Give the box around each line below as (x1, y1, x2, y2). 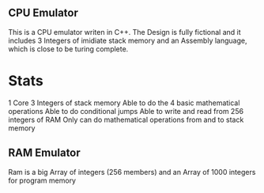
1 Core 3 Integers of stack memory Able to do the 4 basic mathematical (8, 98, 240, 108)
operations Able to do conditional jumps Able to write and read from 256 (8, 106, 243, 115)
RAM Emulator (8, 146, 81, 160)
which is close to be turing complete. (8, 44, 129, 54)
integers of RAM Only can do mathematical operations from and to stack (8, 115, 244, 124)
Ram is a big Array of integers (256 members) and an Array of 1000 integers (8, 167, 256, 176)
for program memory (8, 176, 77, 185)
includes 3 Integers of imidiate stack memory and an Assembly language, (8, 36, 247, 45)
